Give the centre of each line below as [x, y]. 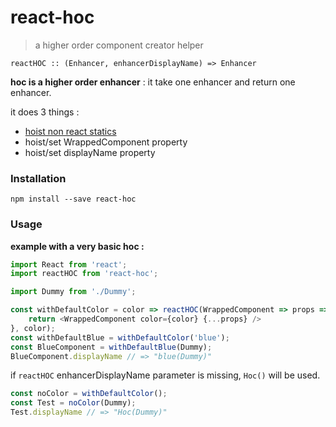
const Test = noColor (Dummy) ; [73, 403]
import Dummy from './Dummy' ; [73, 292]
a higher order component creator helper [119, 45]
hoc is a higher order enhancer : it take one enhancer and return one [153, 82]
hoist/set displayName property [90, 152]
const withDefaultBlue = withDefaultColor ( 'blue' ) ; [120, 337]
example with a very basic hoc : [77, 246]
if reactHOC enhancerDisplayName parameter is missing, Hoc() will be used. [165, 375]
